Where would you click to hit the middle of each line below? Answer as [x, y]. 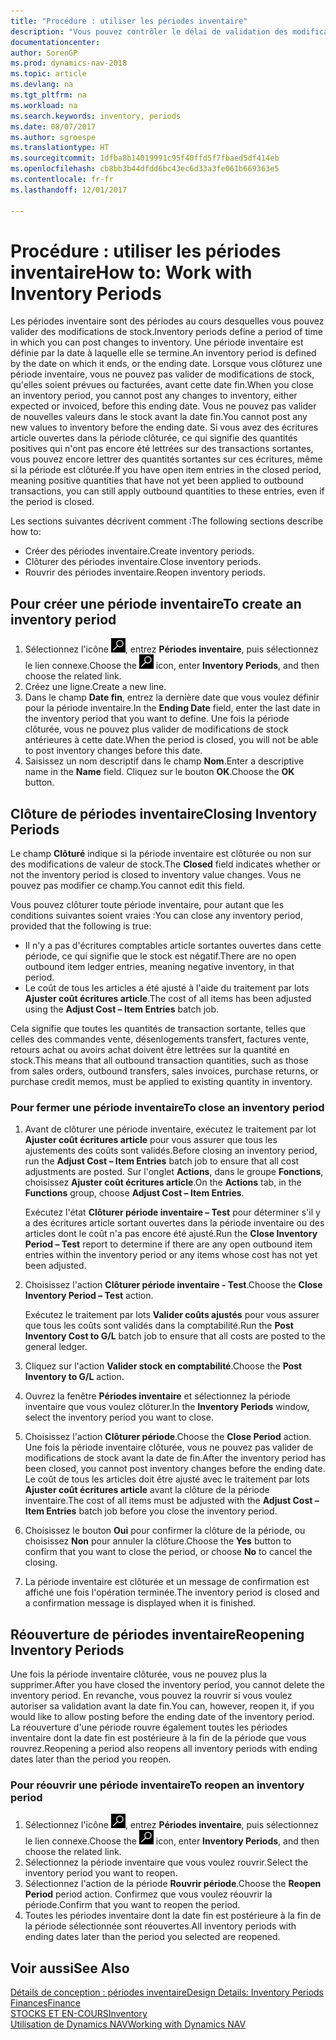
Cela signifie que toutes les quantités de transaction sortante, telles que [158, 1029]
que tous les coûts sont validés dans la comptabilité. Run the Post [159, 1326]
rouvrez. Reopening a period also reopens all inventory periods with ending [164, 1749]
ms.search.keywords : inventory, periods [96, 116]
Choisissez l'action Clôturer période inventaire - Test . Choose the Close [173, 1285]
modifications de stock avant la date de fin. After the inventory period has [175, 1458]
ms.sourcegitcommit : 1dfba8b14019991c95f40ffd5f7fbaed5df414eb [145, 158]
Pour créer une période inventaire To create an [156, 603]
